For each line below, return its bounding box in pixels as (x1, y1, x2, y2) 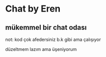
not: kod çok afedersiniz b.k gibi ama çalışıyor (5, 36, 101, 42)
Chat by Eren (5, 3, 61, 15)
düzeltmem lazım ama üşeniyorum (5, 46, 77, 52)
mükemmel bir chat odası (5, 23, 87, 32)
